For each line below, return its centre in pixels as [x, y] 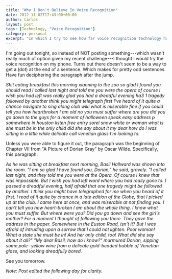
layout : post [20, 24]
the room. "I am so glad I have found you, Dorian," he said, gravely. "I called [86, 170]
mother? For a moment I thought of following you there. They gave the [80, 218]
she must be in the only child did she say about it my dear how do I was [81, 128]
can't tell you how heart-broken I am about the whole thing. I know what [82, 207]
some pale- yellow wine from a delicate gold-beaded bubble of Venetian [82, 245]
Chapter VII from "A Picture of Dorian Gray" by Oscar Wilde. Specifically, [82, 149]
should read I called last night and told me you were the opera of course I [83, 90]
